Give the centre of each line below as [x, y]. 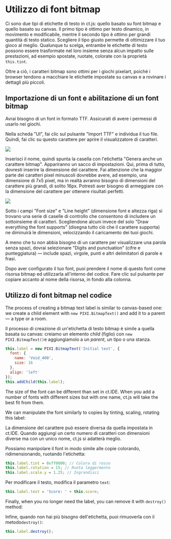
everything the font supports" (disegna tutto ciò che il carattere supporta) [83, 227]
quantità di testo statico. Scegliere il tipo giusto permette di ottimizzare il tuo [85, 40]
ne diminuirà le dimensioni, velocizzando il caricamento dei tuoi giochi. [80, 232]
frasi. [11, 258]
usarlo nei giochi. [23, 124]
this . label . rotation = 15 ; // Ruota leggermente [58, 468]
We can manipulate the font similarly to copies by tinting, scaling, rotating [82, 412]
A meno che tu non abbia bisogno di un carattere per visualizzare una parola [86, 242]
